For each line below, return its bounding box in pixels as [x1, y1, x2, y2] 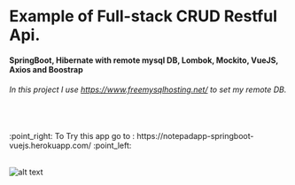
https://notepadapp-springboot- [136, 130, 254, 141]
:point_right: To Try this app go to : [9, 130, 136, 141]
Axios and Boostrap [9, 64, 83, 74]
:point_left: [92, 140, 132, 150]
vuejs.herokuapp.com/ [9, 140, 91, 150]
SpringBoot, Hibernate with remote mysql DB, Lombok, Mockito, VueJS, [9, 55, 279, 66]
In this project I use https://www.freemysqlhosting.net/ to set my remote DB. [9, 84, 287, 95]
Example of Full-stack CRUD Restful [9, 6, 277, 27]
